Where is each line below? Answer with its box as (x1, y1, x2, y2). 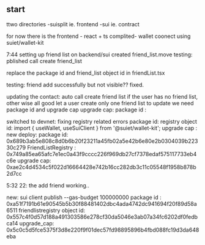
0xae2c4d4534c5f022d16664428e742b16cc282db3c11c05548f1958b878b (6, 163, 197, 170)
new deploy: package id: (6, 130, 69, 138)
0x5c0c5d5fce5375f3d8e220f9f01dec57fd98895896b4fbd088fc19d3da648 (6, 226, 199, 233)
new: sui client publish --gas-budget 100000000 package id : (6, 194, 162, 201)
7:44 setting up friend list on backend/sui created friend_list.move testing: (6, 51, 193, 58)
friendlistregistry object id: (18, 206, 86, 214)
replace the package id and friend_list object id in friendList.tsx (6, 69, 165, 77)
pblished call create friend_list (6, 57, 83, 64)
